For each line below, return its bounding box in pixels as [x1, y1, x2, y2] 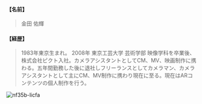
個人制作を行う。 [47, 79, 90, 87]
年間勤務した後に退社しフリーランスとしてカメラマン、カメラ [42, 64, 195, 72]
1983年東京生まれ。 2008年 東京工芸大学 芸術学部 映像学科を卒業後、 [21, 49, 195, 57]
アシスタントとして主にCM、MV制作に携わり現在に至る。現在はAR [21, 72, 188, 79]
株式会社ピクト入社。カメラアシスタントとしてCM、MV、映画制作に [21, 57, 191, 64]
